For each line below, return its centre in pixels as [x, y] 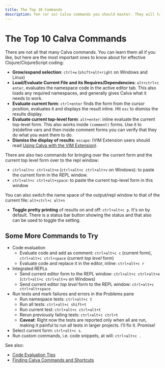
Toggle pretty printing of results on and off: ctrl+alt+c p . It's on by [81, 210]
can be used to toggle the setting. [46, 220]
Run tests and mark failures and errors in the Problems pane [73, 294]
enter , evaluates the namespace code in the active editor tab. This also [84, 88]
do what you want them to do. [42, 135]
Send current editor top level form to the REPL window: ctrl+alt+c [87, 284]
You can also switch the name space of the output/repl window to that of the [82, 195]
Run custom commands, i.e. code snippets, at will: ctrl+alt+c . [77, 336]
